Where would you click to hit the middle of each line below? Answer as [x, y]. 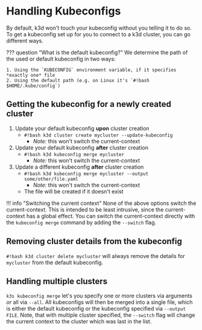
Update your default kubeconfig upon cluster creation [82, 128]
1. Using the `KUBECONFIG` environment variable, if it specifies [91, 70]
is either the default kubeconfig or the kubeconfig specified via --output [96, 309]
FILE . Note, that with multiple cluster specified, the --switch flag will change [101, 315]
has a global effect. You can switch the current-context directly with [111, 216]
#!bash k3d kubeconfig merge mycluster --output [86, 173]
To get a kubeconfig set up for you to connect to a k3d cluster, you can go [99, 34]
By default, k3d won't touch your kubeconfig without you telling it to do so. [99, 28]
